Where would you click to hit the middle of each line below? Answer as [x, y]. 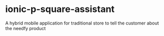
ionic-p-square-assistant [60, 9]
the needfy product [25, 28]
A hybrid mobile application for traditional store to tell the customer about [82, 23]
